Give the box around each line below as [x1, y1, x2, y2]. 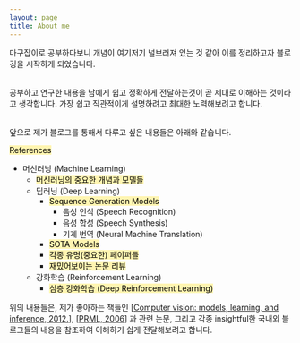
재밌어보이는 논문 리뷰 [48, 261, 127, 271]
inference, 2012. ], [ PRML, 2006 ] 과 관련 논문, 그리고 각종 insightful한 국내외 [9, 313, 280, 323]
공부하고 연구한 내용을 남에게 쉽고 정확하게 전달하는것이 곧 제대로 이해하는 [9, 87, 268, 98]
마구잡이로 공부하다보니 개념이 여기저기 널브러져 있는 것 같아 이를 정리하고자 [9, 47, 275, 58]
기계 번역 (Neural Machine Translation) [62, 228, 203, 239]
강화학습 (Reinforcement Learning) [35, 271, 162, 282]
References [9, 144, 52, 155]
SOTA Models [48, 238, 100, 249]
